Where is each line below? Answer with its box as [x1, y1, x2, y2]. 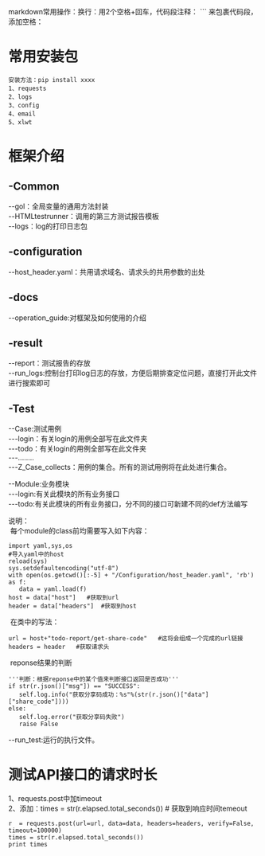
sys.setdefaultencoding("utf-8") [8, 565, 119, 573]
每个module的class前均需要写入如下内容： [10, 526, 150, 536]
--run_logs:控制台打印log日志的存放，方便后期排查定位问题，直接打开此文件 [8, 369, 257, 378]
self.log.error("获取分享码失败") [18, 713, 125, 721]
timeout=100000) [8, 827, 62, 835]
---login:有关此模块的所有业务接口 [8, 489, 120, 499]
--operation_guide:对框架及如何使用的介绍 [8, 313, 147, 322]
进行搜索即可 [8, 378, 50, 388]
